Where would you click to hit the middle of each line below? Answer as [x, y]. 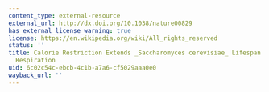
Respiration [36, 61]
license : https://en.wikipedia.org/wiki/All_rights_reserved [113, 38]
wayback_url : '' [35, 75]
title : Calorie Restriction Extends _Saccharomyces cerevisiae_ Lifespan [135, 53]
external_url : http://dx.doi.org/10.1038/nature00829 [101, 23]
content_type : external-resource [64, 16]
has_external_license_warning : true [70, 30]
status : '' [27, 46]
